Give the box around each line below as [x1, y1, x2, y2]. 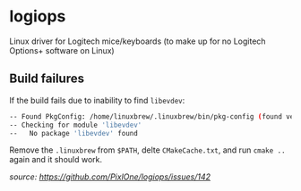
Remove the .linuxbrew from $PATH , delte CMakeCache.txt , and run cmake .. [9, 145, 286, 155]
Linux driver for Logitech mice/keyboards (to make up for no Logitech [9, 36, 266, 46]
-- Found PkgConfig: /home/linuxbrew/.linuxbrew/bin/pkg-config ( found [9, 112, 282, 121]
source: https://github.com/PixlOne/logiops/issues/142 [9, 171, 211, 182]
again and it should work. [9, 154, 103, 165]
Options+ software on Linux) [9, 45, 115, 55]
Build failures [9, 71, 85, 87]
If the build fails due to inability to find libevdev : [9, 95, 185, 105]
